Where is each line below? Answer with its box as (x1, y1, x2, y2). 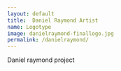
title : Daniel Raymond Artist (7, 17, 99, 24)
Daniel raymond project (7, 56, 75, 64)
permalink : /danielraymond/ (7, 37, 90, 44)
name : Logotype (7, 23, 52, 30)
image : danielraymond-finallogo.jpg (7, 30, 114, 37)
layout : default (7, 10, 55, 18)
